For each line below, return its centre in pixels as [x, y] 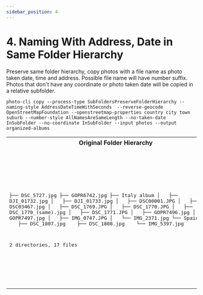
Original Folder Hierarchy [116, 143]
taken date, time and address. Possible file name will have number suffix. [97, 78]
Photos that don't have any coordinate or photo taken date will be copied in [100, 84]
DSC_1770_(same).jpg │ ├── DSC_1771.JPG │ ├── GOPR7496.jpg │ [103, 212]
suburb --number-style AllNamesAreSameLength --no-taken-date [86, 118]
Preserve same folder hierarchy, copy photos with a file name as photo [94, 71]
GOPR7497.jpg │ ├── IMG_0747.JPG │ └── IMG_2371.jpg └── [95, 218]
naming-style [23, 107]
